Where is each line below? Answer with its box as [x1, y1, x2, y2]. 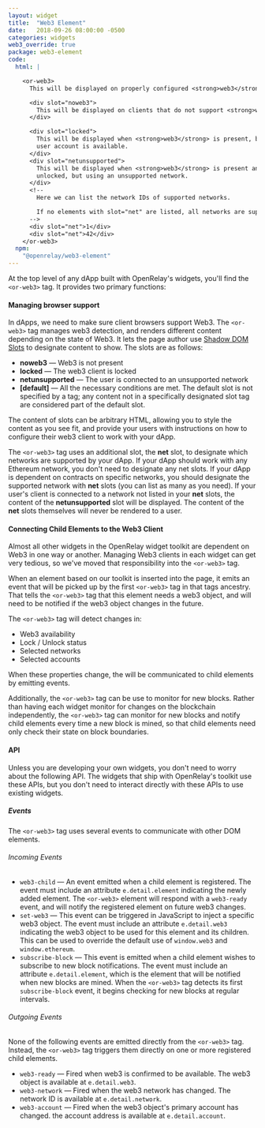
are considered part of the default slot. [19, 400, 146, 410]
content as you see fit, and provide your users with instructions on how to [8, 424, 248, 433]
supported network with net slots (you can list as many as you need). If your [8, 481, 256, 490]
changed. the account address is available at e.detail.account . [19, 1111, 226, 1120]
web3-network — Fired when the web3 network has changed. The [19, 1085, 231, 1095]
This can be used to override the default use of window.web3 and [19, 935, 228, 945]
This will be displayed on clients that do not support [36, 106, 224, 114]
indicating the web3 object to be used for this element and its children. [19, 927, 250, 936]
